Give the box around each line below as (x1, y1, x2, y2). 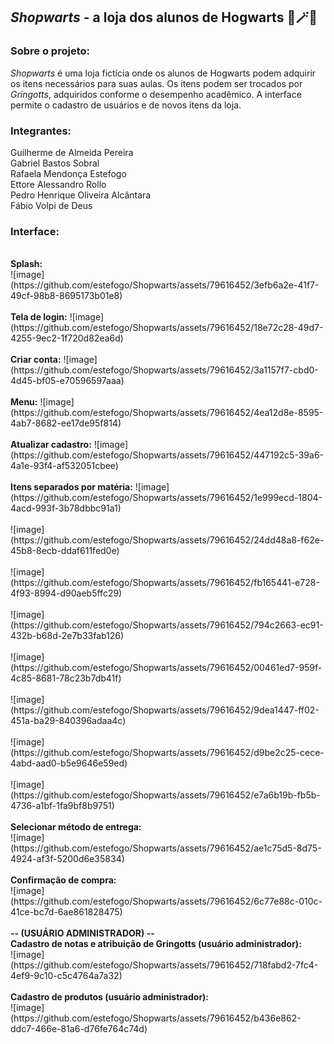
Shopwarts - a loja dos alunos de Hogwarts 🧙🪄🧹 (10, 9, 318, 26)
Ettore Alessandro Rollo (10, 178, 107, 190)
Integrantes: (10, 124, 72, 138)
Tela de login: (10, 311, 68, 323)
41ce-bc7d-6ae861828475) (10, 906, 123, 918)
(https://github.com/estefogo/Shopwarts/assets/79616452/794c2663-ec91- (10, 619, 324, 631)
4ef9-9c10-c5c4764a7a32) (10, 970, 123, 982)
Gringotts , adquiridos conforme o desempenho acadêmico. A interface (10, 88, 302, 100)
